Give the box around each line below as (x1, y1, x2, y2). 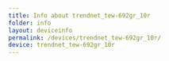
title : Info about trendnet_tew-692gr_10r (8, 11, 151, 20)
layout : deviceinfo (8, 26, 73, 34)
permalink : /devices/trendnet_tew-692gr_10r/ (8, 33, 161, 42)
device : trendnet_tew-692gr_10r (8, 41, 115, 49)
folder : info (8, 19, 52, 27)
